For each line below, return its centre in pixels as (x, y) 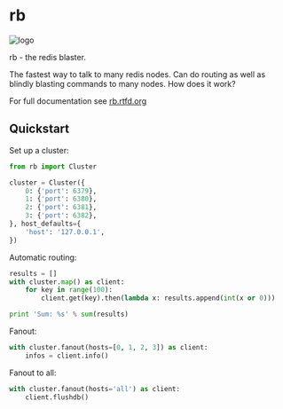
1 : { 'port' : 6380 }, (61, 199)
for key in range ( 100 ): (69, 290)
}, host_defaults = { (45, 224)
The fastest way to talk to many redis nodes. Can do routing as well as (138, 74)
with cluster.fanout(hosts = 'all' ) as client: (94, 389)
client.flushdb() (57, 397)
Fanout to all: (33, 373)
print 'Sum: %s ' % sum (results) (69, 315)
